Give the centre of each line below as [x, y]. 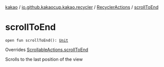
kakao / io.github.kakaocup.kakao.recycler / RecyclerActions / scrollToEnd [82, 7]
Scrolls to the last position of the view [44, 59]
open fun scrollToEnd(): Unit [37, 40]
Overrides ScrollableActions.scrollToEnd [47, 50]
